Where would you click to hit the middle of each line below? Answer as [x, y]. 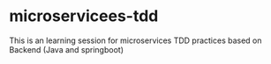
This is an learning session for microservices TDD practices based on [135, 40]
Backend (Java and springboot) [66, 49]
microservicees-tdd [84, 16]
